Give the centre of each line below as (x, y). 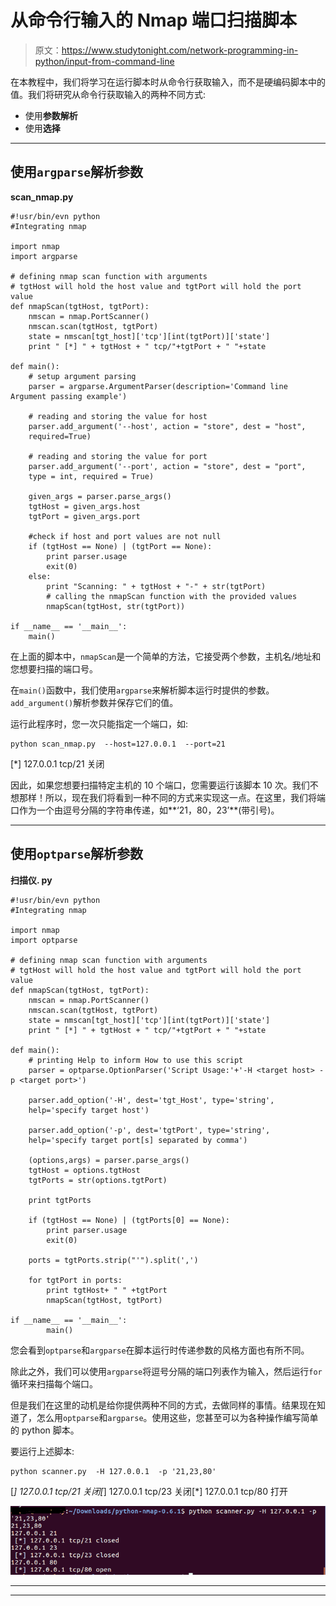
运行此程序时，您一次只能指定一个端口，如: (99, 723)
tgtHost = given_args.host (84, 506)
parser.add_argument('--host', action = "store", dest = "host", (167, 426)
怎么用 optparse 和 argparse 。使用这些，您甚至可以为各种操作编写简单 (177, 1417)
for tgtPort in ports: (75, 1280)
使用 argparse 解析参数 (76, 172)
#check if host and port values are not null (125, 536)
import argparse (44, 256)
